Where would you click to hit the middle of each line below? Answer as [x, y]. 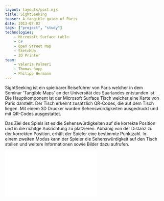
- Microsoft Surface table [41, 37]
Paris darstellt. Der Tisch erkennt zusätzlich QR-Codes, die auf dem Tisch [80, 103]
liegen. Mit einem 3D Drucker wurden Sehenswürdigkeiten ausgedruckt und [82, 108]
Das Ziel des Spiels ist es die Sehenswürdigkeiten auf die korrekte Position [80, 123]
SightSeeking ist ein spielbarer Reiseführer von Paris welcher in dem [74, 87]
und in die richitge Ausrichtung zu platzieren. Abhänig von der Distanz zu [79, 128]
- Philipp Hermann [33, 74]
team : [11, 60]
